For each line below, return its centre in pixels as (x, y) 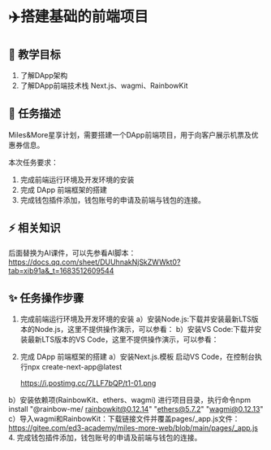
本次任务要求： (33, 162)
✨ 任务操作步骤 (46, 298)
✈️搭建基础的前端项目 (78, 17)
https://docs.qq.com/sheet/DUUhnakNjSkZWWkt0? (95, 262)
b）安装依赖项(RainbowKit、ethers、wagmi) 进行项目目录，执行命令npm (130, 400)
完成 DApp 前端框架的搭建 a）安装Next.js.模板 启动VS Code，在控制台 (138, 357)
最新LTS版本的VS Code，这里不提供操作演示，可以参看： (123, 339)
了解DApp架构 (44, 75)
